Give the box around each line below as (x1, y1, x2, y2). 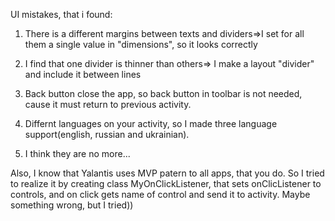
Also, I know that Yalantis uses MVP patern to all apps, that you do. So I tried (10, 167, 325, 179)
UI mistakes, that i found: (10, 9, 113, 20)
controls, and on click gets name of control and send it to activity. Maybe (10, 189, 311, 200)
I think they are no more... (24, 148, 131, 159)
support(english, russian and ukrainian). (24, 129, 190, 140)
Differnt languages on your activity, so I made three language (24, 118, 278, 129)
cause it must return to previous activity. (24, 99, 192, 110)
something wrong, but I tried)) (10, 199, 134, 211)
